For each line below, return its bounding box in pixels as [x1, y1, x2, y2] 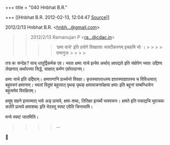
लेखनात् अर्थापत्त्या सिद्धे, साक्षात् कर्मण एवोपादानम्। [5, 66, 85, 72]
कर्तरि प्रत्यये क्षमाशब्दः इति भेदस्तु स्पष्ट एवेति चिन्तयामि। [5, 103, 93, 110]
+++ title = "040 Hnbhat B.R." [5, 5, 67, 10]
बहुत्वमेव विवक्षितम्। [5, 88, 37, 94]
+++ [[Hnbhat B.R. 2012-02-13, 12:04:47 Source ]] [5, 14, 110, 20]
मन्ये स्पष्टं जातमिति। [5, 114, 39, 120]
